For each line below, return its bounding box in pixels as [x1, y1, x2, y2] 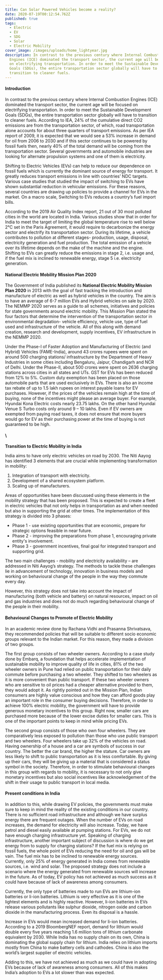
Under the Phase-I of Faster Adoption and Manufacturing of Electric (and [5, 344, 151, 350]
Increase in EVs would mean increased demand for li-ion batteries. [5, 919, 138, 924]
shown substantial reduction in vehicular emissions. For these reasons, [5, 184, 147, 190]
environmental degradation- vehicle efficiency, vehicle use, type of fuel [5, 319, 148, 325]
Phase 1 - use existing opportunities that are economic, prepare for [12, 523, 146, 529]
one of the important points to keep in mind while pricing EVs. [5, 718, 129, 724]
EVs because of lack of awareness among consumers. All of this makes [5, 964, 148, 970]
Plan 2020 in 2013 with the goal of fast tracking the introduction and [5, 288, 142, 294]
